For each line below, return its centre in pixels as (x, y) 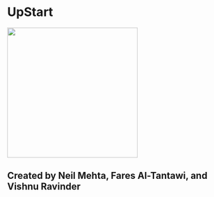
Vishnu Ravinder (44, 187)
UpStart (30, 12)
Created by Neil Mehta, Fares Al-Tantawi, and (107, 176)
